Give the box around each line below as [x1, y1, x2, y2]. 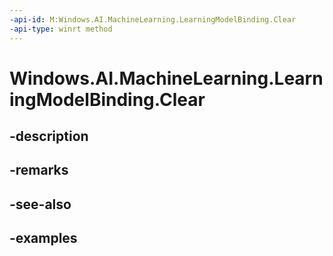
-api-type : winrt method [9, 24, 113, 34]
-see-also [9, 196, 72, 213]
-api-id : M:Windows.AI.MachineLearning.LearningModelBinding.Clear [9, 14, 297, 25]
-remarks [9, 162, 69, 179]
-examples [9, 230, 78, 247]
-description [9, 128, 89, 145]
